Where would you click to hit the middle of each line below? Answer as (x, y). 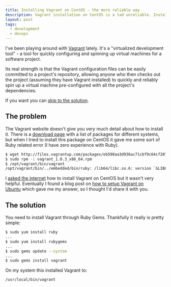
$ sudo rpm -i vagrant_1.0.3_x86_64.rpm (49, 159)
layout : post (19, 19)
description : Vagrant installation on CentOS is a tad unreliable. (78, 15)
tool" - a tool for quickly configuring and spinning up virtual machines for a (83, 54)
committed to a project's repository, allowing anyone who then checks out (83, 74)
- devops (19, 34)
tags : (11, 24)
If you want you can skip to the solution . (47, 100)
